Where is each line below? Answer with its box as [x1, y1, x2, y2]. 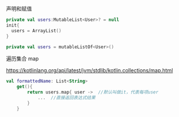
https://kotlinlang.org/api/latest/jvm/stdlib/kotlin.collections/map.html [6, 67, 173, 74]
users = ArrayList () [11, 28, 62, 34]
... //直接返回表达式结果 [37, 95, 96, 101]
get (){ [16, 84, 33, 90]
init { [6, 22, 19, 28]
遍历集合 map [6, 55, 39, 62]
